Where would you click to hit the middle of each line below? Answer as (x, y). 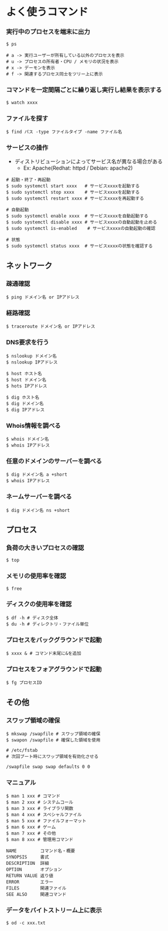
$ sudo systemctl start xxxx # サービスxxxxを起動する (73, 186)
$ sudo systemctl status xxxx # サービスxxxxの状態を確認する (80, 246)
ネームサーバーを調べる (39, 497)
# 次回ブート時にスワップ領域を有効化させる (52, 757)
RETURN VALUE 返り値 (30, 876)
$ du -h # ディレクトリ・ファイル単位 (47, 624)
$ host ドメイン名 (26, 380)
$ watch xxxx (22, 102)
